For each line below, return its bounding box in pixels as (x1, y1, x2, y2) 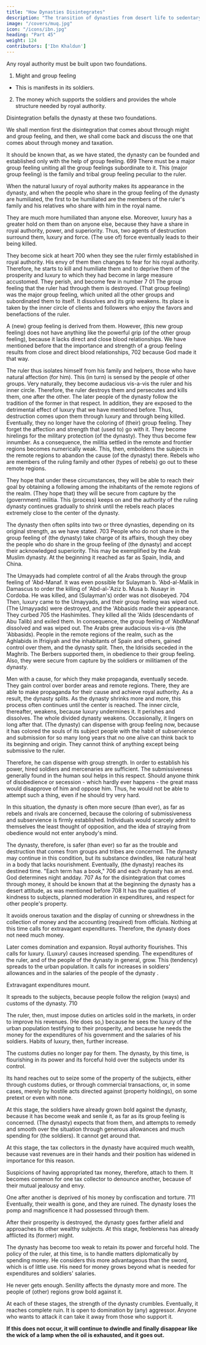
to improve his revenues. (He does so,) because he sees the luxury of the (6, 1018, 192, 1025)
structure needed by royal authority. (15, 102, 106, 109)
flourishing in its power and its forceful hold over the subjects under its (6, 1056, 185, 1063)
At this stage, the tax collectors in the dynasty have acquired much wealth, (6, 1144, 195, 1151)
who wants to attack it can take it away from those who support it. (6, 1312, 174, 1320)
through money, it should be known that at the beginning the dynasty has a (6, 880, 196, 887)
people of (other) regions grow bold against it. (6, 1288, 123, 1295)
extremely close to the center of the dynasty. (6, 509, 120, 516)
